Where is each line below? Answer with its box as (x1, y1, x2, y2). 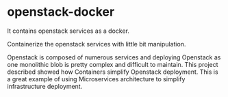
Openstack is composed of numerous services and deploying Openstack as (7, 53, 221, 61)
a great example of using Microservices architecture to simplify (7, 74, 186, 83)
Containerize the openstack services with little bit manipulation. (7, 40, 186, 48)
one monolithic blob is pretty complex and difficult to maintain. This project (7, 60, 218, 68)
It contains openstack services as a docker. (7, 27, 130, 35)
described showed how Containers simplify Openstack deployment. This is (7, 68, 218, 76)
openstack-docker (7, 4, 115, 20)
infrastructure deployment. (7, 82, 83, 90)
